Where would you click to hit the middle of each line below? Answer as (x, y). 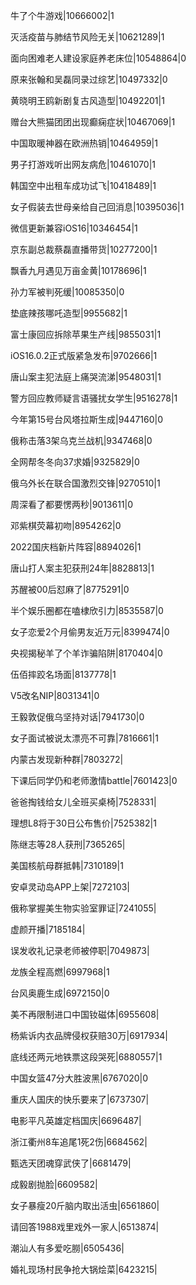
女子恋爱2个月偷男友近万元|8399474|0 (90, 632)
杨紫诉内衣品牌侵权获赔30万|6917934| (89, 1035)
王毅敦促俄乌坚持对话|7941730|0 (77, 717)
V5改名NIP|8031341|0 (55, 695)
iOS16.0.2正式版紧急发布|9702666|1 (84, 355)
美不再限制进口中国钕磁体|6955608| (85, 1014)
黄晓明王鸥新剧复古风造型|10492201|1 (87, 100)
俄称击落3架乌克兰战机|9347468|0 (81, 440)
